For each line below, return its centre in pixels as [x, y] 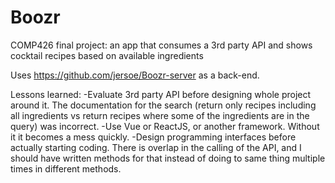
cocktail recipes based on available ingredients [107, 55]
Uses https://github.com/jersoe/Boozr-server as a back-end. [135, 75]
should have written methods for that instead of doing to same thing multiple [168, 158]
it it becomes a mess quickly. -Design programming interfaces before [153, 137]
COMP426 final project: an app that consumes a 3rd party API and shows [161, 45]
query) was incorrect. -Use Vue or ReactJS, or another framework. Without [165, 126]
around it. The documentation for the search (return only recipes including [163, 105]
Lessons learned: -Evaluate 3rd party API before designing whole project [161, 94]
